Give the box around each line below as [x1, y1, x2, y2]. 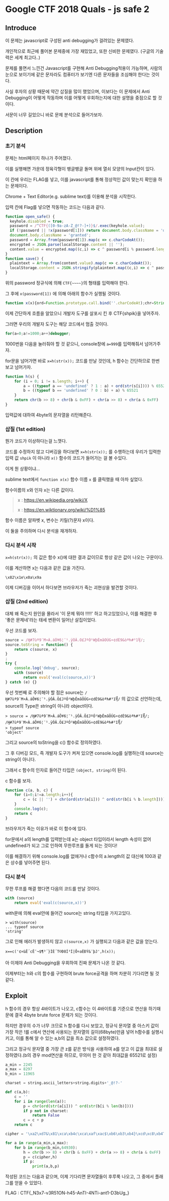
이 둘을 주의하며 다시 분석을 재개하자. [5, 528, 78, 534]
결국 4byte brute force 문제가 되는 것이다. [14, 1012, 98, 1018]
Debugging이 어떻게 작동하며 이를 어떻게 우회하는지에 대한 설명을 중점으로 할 [5, 95, 157, 101]
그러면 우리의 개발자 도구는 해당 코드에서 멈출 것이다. [5, 321, 109, 327]
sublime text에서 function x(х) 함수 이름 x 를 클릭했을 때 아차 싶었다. [5, 476, 143, 482]
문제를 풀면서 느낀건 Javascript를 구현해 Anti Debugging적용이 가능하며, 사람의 [5, 65, 162, 71]
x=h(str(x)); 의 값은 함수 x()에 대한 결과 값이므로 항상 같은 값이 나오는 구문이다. [5, 554, 163, 560]
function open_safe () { [5, 214, 55, 219]
